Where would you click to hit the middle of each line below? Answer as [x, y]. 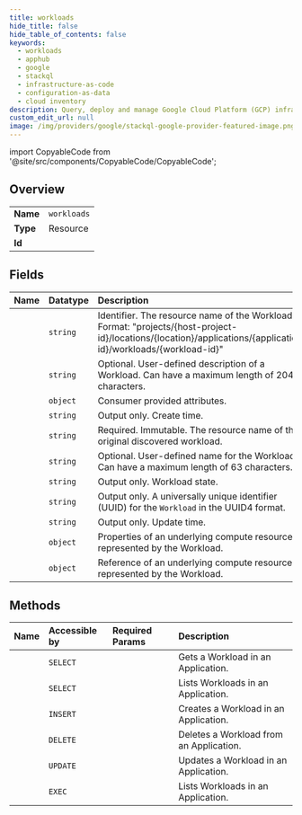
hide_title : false [44, 26]
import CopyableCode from [60, 152]
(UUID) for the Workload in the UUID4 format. [191, 507]
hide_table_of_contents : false [68, 34]
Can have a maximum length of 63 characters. [195, 466]
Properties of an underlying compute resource [195, 536]
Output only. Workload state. [158, 482]
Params [129, 642]
